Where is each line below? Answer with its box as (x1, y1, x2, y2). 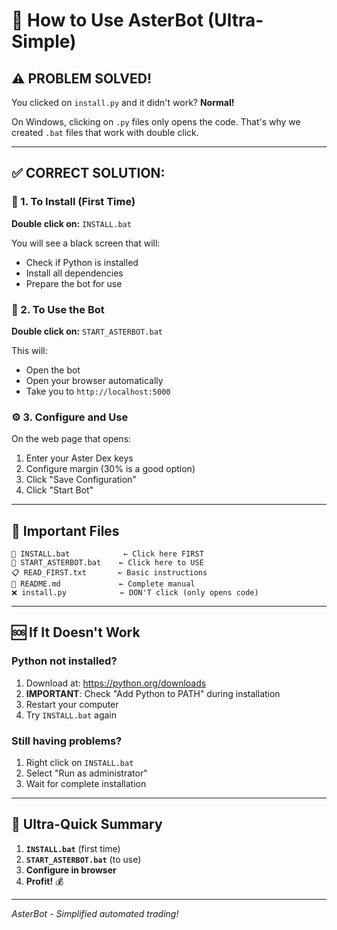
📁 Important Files (11, 522, 120, 539)
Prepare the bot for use (25, 277, 123, 289)
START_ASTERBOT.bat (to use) (25, 853, 142, 865)
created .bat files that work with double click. (11, 127, 199, 138)
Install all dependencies (25, 267, 124, 279)
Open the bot (25, 364, 81, 376)
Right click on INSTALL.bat (25, 757, 134, 769)
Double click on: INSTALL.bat (11, 217, 132, 229)
